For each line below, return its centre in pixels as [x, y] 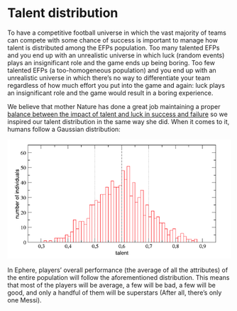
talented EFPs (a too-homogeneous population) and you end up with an [112, 70]
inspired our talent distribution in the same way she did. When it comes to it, [118, 121]
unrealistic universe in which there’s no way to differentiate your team [109, 78]
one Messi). [24, 300]
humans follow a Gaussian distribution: [64, 129]
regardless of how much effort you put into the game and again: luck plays [116, 85]
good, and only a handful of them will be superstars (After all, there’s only [115, 293]
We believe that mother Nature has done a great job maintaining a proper [114, 106]
